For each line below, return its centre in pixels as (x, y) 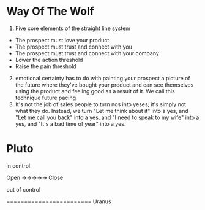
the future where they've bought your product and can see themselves (104, 85)
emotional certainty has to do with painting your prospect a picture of (103, 78)
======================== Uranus (59, 201)
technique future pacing (46, 98)
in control (18, 165)
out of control (24, 189)
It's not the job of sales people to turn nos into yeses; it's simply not (101, 104)
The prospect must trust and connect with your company (87, 53)
